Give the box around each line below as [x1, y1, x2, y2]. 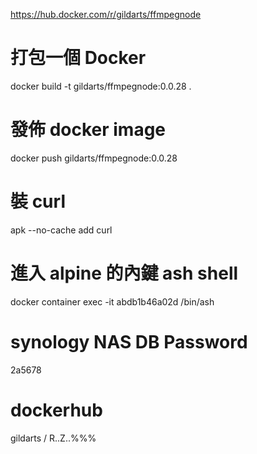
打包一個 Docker [10, 47, 147, 69]
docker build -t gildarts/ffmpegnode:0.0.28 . [10, 80, 192, 92]
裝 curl [10, 190, 66, 213]
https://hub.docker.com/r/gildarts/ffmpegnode [10, 9, 202, 20]
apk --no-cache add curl [10, 224, 113, 236]
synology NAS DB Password [10, 330, 248, 353]
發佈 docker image [10, 119, 167, 141]
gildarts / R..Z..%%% [10, 432, 97, 444]
